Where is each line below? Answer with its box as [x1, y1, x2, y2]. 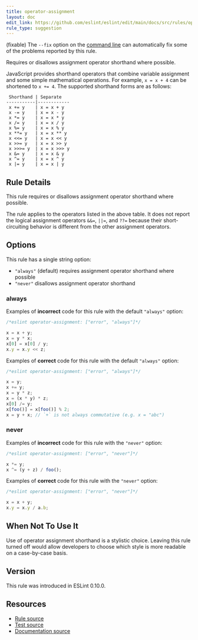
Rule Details [6, 177, 51, 187]
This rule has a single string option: [6, 256, 91, 263]
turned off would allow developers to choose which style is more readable [6, 543, 186, 550]
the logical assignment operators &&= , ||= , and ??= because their [6, 217, 163, 224]
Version [6, 566, 35, 576]
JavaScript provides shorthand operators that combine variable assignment [6, 70, 190, 77]
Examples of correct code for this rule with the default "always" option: [6, 357, 179, 364]
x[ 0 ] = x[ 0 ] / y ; [6, 341, 49, 347]
